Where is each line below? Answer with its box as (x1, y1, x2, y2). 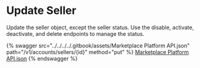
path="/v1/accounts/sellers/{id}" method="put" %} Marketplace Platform (6, 48, 190, 55)
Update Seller (6, 4, 77, 18)
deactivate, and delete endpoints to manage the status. (6, 30, 145, 37)
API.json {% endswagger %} (6, 55, 78, 62)
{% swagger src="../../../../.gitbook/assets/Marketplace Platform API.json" (6, 42, 190, 49)
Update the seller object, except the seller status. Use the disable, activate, (6, 24, 195, 31)
